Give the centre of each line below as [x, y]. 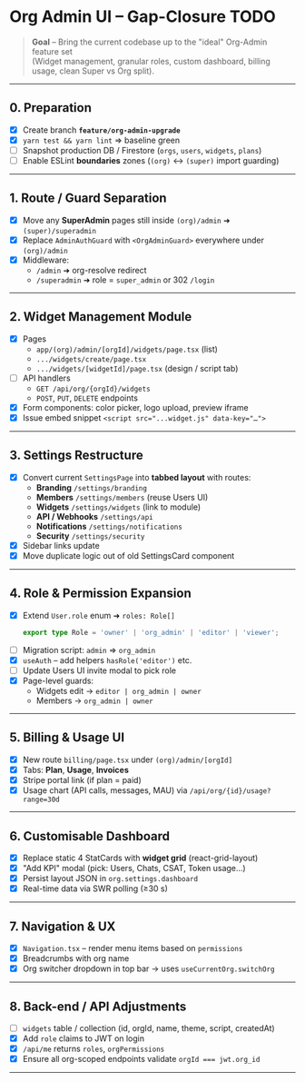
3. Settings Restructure [76, 456]
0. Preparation [51, 108]
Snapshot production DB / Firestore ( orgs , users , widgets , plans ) [142, 150]
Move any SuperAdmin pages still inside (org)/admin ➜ [126, 220]
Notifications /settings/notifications [109, 526]
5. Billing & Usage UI [67, 738]
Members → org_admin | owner [94, 700]
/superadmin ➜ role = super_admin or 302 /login [125, 280]
